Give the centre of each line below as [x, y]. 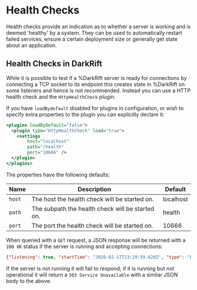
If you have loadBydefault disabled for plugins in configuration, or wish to [95, 108]
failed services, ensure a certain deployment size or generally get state [92, 39]
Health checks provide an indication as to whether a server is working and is [98, 26]
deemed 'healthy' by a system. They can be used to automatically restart [94, 32]
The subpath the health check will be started [93, 208]
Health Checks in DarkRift [54, 64]
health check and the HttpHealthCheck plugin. [61, 96]
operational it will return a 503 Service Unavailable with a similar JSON [92, 275]
